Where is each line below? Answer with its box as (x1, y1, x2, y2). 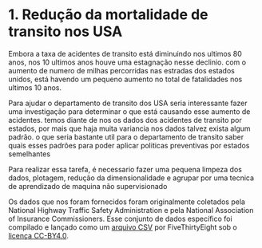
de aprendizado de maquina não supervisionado (8, 181, 168, 191)
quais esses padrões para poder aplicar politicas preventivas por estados (8, 140, 250, 150)
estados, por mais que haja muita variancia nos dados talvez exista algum (8, 124, 251, 133)
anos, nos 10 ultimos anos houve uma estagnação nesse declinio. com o (8, 57, 246, 67)
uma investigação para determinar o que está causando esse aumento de (8, 106, 251, 116)
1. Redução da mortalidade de (8, 6, 209, 24)
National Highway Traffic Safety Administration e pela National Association (8, 205, 254, 215)
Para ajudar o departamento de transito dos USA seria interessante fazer (8, 98, 248, 108)
